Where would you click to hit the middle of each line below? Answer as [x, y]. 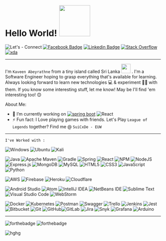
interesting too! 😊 [23, 95]
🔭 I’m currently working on [39, 114]
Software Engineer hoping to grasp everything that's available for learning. [81, 76]
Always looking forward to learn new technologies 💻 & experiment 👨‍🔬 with [81, 82]
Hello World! [31, 33]
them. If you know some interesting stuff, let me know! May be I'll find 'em [80, 89]
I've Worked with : [25, 140]
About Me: [16, 104]
